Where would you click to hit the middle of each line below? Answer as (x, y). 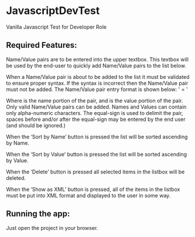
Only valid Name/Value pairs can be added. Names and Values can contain (96, 107)
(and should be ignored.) (36, 125)
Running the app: (38, 214)
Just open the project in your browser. (52, 228)
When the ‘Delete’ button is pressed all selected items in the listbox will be (95, 172)
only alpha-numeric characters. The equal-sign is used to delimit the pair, (95, 113)
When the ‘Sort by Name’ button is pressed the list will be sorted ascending (97, 137)
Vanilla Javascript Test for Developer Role (57, 27)
